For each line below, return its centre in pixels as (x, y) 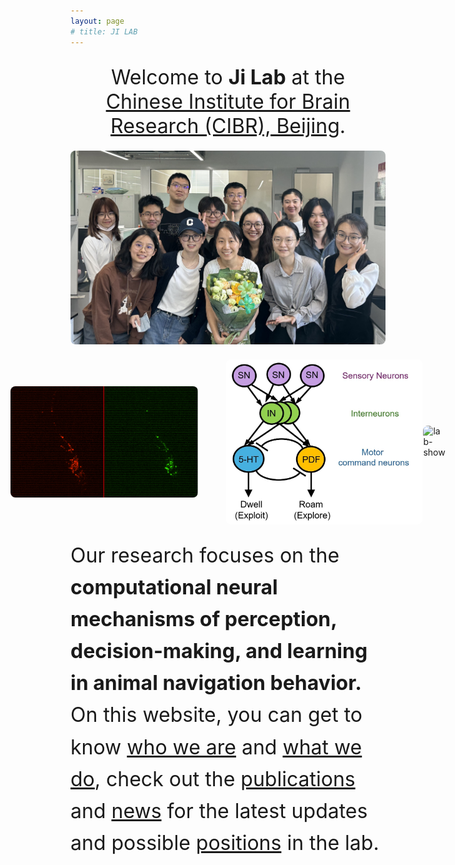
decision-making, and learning (219, 651)
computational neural (174, 587)
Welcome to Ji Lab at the (228, 77)
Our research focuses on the (205, 555)
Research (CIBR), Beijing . (228, 126)
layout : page (97, 21)
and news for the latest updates (219, 811)
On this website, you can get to (216, 715)
